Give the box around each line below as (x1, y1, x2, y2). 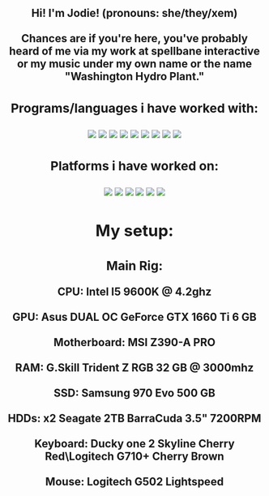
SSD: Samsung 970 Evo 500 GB (53, 387, 216, 400)
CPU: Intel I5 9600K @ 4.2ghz (57, 285, 212, 299)
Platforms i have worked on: (49, 157, 220, 173)
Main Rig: (106, 257, 163, 274)
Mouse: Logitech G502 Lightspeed (45, 475, 224, 489)
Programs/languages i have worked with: (10, 100, 259, 116)
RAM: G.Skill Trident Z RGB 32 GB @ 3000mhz (15, 361, 254, 375)
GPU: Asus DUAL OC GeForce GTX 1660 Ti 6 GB (12, 310, 257, 324)
